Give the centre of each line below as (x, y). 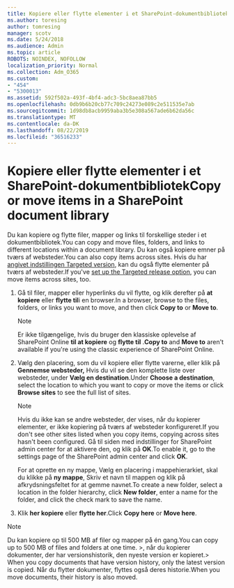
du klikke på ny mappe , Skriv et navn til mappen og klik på (101, 477)
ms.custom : (23, 78)
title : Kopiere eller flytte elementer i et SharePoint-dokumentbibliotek (118, 14)
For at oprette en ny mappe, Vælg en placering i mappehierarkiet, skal (117, 470)
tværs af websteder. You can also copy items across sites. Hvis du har (107, 257)
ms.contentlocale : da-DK (43, 124)
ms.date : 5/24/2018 (36, 40)
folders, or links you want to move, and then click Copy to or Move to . (118, 308)
